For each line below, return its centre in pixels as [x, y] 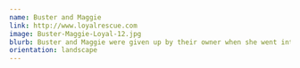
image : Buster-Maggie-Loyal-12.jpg [75, 34]
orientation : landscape [54, 50]
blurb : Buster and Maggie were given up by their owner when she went [143, 42]
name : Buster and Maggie [55, 17]
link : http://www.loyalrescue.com [74, 26]
